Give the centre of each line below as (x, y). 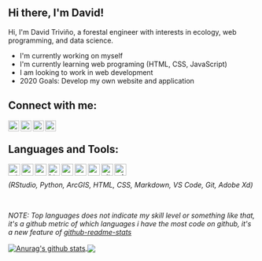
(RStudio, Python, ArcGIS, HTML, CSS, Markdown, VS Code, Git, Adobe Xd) (131, 185)
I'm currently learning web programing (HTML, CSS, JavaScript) (124, 64)
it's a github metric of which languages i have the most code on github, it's (130, 224)
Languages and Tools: (64, 149)
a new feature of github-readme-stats (70, 233)
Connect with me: (53, 106)
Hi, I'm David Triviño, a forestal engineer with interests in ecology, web (122, 32)
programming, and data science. (61, 40)
